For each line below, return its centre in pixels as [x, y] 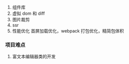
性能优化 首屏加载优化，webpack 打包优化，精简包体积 [68, 31]
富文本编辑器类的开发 [34, 57]
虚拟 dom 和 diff [29, 13]
